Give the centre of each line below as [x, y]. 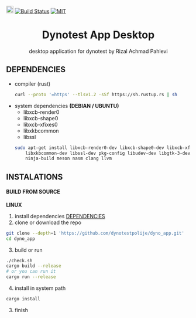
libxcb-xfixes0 [40, 124]
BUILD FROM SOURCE [33, 192]
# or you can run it [31, 272]
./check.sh [19, 261]
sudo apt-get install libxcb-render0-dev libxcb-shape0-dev [89, 148]
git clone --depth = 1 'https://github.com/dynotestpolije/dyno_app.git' [95, 233]
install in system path [40, 288]
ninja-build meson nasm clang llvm [69, 158]
